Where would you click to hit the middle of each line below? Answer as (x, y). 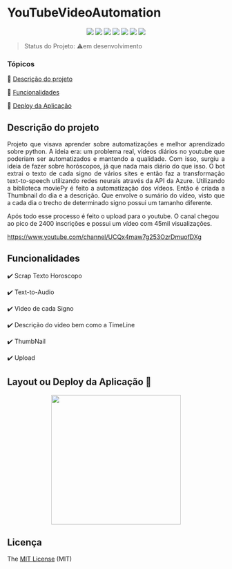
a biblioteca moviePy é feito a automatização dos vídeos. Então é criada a (116, 189)
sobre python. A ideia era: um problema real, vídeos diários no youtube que (116, 152)
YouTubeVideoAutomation (84, 13)
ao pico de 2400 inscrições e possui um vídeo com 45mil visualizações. (110, 224)
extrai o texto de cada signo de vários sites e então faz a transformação (116, 173)
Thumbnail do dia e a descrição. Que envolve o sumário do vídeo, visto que (116, 195)
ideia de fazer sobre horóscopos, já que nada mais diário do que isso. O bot (116, 166)
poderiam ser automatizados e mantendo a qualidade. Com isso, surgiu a (116, 159)
